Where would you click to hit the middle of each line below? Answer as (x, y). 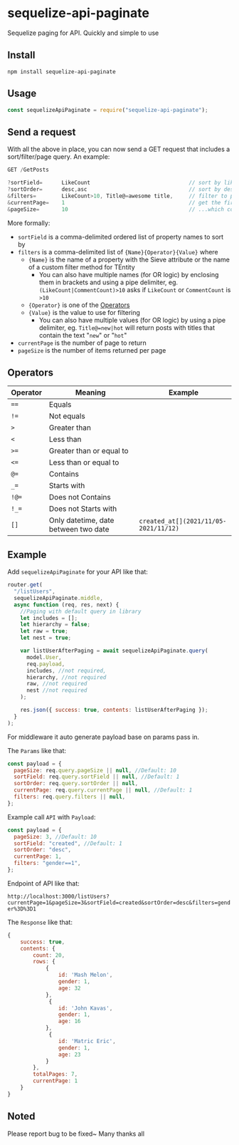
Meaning (90, 393)
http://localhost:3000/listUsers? (59, 896)
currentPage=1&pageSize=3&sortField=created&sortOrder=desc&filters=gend (119, 903)
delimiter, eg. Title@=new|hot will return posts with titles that (127, 327)
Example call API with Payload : (52, 817)
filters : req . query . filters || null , (70, 797)
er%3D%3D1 (22, 909)
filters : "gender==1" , (47, 864)
